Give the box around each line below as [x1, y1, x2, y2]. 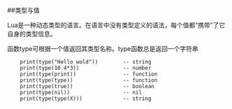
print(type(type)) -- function [20, 77, 158, 84]
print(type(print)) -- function [20, 71, 158, 78]
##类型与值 [7, 6, 40, 14]
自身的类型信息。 [7, 30, 57, 38]
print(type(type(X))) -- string [20, 95, 152, 102]
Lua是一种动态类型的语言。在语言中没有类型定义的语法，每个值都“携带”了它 [7, 21, 226, 29]
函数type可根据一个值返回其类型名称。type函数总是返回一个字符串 [7, 45, 198, 52]
